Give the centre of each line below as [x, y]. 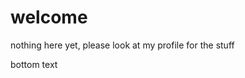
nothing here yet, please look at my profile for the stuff [122, 45]
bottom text [34, 64]
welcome [49, 17]
